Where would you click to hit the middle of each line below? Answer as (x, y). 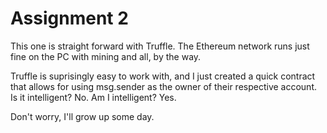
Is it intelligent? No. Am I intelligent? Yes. (93, 97)
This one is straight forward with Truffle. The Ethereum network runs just (160, 46)
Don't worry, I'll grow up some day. (82, 116)
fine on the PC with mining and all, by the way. (106, 56)
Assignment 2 (69, 18)
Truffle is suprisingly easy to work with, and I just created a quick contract (163, 76)
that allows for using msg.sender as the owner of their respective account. (163, 86)
